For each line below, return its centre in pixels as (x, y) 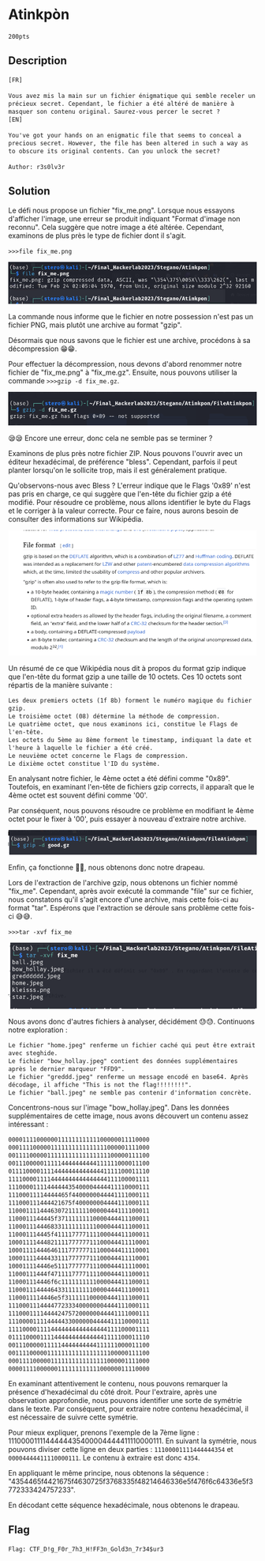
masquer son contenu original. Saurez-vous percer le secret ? (114, 111)
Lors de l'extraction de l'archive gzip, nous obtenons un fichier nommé (123, 882)
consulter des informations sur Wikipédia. (76, 519)
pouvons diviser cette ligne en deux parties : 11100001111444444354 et (121, 1449)
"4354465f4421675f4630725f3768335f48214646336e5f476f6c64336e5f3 (131, 1481)
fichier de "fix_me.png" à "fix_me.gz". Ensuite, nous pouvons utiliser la (123, 372)
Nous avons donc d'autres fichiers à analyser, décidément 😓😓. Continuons (131, 1021)
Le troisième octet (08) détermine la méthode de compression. (114, 717)
